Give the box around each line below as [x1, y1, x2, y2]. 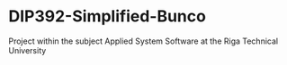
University [8, 45, 47, 55]
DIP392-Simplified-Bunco [8, 6, 206, 27]
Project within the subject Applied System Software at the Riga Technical [8, 36, 279, 46]
